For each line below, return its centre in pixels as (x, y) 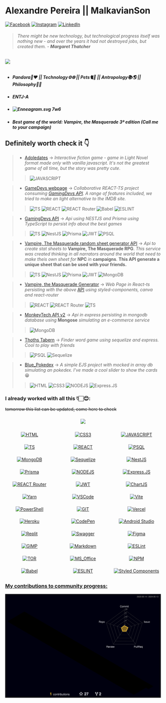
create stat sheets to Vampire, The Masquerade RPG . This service (93, 249)
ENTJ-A (20, 96)
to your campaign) (32, 127)
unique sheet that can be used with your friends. (76, 265)
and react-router (41, 295)
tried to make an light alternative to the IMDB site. (75, 199)
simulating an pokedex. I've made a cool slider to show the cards (91, 370)
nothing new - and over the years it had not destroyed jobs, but (82, 41)
